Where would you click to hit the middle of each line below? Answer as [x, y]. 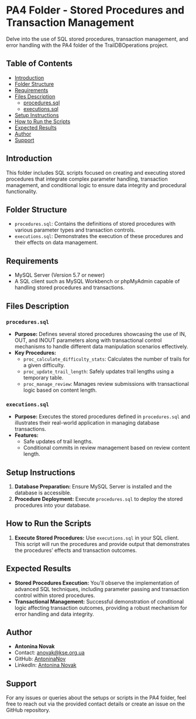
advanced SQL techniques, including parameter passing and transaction [102, 589]
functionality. [22, 191]
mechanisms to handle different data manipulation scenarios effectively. [101, 346]
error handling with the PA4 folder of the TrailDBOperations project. [87, 45]
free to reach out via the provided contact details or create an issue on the [96, 704]
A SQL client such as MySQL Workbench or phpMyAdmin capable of [97, 282]
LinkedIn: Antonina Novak [45, 665]
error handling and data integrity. [54, 614]
